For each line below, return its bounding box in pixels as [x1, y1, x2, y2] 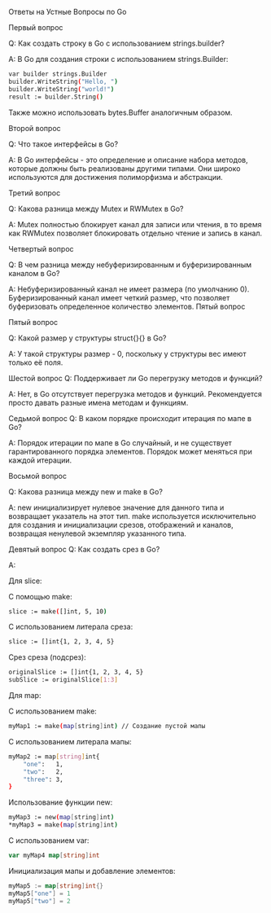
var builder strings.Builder [8, 70, 107, 78]
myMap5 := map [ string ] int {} [8, 881, 104, 890]
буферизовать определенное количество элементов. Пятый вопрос [8, 301, 246, 311]
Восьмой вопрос [8, 471, 68, 481]
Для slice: [8, 576, 42, 586]
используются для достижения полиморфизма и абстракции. [8, 172, 223, 182]
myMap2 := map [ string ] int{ [8, 753, 100, 761]
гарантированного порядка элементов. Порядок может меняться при [8, 446, 252, 456]
